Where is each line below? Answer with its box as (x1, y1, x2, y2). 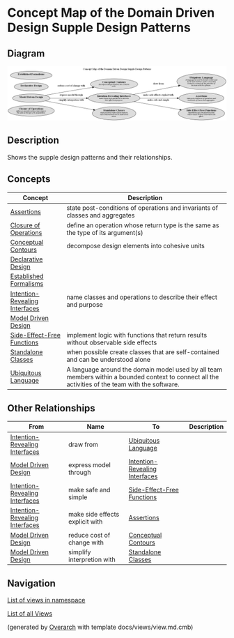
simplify (68, 547, 91, 556)
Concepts (7, 173, 51, 185)
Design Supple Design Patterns (7, 20, 192, 36)
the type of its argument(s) (66, 228, 143, 236)
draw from (68, 440, 99, 448)
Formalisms (10, 280, 44, 288)
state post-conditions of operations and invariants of (66, 204, 218, 212)
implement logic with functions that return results (66, 331, 208, 340)
